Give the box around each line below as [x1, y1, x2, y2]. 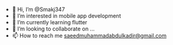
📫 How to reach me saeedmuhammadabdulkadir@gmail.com [12, 32, 167, 39]
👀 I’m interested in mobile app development [12, 12, 121, 19]
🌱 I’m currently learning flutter [12, 19, 88, 26]
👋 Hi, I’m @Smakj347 [12, 6, 65, 13]
